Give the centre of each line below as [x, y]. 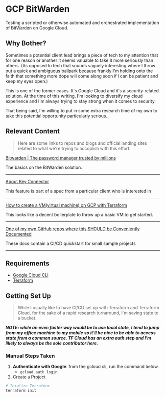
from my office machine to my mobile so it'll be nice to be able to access [81, 333]
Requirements [27, 263]
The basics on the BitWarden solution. [44, 167]
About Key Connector [27, 181]
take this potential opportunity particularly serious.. [57, 116]
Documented [19, 234]
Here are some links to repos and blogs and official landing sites [82, 143]
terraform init [21, 391]
